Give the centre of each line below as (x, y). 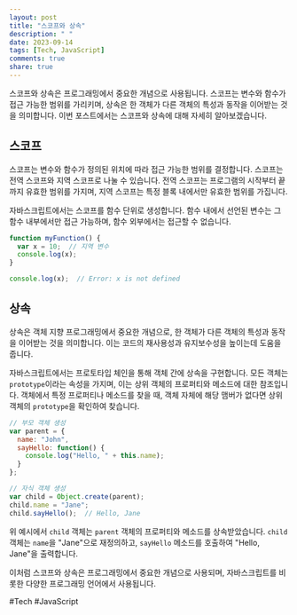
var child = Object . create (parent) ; (77, 497)
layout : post (33, 17)
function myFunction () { (55, 238)
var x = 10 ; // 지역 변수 (63, 246)
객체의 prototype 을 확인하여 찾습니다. (74, 406)
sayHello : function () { (61, 448)
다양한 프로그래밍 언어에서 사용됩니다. (91, 583)
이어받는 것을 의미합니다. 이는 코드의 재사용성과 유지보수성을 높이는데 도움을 (150, 343)
